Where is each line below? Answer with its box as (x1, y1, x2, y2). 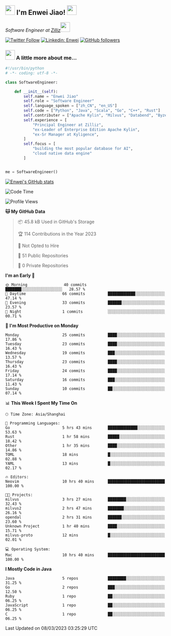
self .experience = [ (23, 117, 67, 123)
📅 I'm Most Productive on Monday (5, 322, 79, 328)
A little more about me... (16, 54, 77, 61)
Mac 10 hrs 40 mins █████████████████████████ (5, 552, 165, 558)
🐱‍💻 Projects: (5, 492, 33, 497)
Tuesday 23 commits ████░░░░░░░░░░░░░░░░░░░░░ (5, 341, 165, 346)
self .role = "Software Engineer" (23, 98, 95, 104)
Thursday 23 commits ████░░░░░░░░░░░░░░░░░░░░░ (5, 359, 165, 364)
